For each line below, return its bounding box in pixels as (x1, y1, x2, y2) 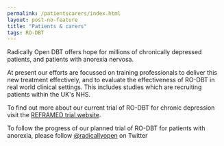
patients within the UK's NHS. (7, 90, 91, 99)
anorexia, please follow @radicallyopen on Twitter (7, 132, 148, 140)
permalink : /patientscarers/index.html (7, 10, 121, 17)
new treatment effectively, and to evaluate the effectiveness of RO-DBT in (7, 76, 215, 84)
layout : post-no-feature (7, 16, 78, 23)
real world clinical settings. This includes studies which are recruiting (7, 83, 202, 91)
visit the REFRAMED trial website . (7, 111, 101, 119)
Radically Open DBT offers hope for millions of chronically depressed (7, 48, 202, 56)
